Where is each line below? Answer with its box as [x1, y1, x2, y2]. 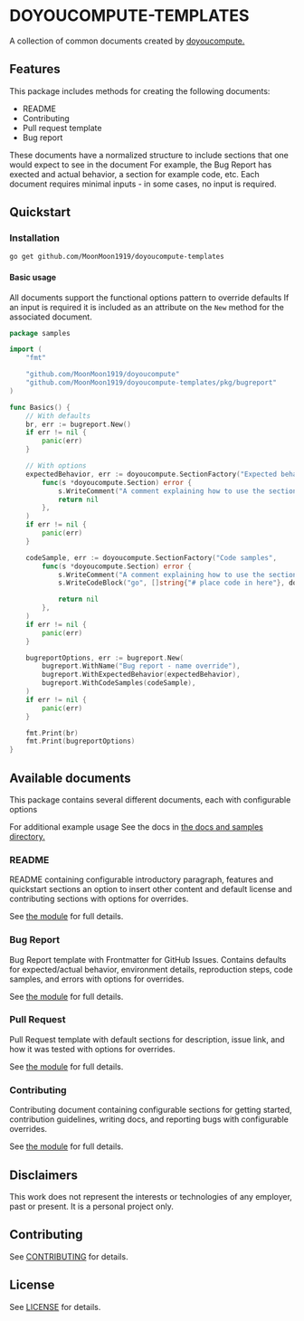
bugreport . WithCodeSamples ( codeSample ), [42, 679, 196, 688]
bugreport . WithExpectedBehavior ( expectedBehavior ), [42, 670, 242, 680]
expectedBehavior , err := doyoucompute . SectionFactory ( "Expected [25, 470, 278, 479]
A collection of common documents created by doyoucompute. [9, 35, 245, 46]
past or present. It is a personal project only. [9, 1201, 174, 1212]
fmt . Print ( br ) [25, 728, 79, 737]
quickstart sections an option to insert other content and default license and [9, 884, 292, 895]
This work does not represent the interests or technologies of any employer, [9, 1191, 292, 1202]
